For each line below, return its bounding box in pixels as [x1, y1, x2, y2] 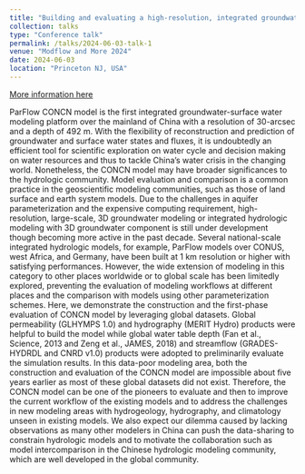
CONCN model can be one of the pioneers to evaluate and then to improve [9, 386, 289, 397]
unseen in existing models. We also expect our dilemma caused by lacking [9, 415, 288, 426]
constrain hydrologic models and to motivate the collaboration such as [9, 434, 272, 445]
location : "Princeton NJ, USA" [9, 64, 128, 74]
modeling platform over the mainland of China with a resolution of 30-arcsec [9, 115, 296, 127]
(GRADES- [239, 338, 279, 349]
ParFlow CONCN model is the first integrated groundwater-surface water [9, 106, 283, 117]
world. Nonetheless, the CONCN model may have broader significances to [9, 164, 288, 175]
